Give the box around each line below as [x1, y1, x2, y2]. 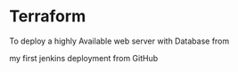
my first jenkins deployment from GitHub [9, 52, 159, 63]
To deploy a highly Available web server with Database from [9, 36, 230, 46]
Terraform [9, 6, 86, 27]
